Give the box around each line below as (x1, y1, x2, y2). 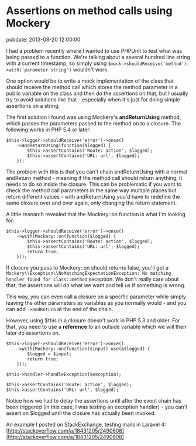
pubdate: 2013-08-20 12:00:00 (6, 36, 81, 43)
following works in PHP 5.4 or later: (6, 126, 91, 133)
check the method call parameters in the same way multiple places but (6, 186, 177, 194)
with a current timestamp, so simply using (6, 60, 107, 67)
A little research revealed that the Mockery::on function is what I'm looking (6, 210, 185, 217)
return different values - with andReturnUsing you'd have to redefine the (6, 193, 180, 200)
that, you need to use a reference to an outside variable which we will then (6, 323, 187, 330)
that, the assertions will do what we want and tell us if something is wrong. (6, 281, 186, 288)
